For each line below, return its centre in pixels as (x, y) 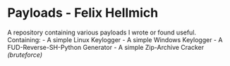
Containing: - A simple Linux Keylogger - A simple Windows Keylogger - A (115, 39)
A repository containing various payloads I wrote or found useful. (102, 32)
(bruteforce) (25, 55)
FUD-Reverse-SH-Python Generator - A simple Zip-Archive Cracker (106, 47)
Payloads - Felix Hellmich (83, 13)
